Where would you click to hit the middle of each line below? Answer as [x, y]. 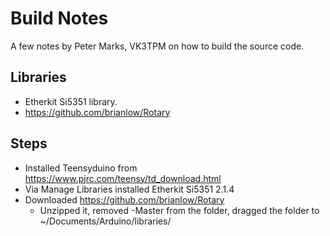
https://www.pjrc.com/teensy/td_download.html [123, 178]
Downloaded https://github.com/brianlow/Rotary [124, 199]
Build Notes [59, 18]
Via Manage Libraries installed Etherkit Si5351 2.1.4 [129, 189]
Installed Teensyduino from [81, 168]
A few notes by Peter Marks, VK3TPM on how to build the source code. [157, 46]
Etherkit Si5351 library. [71, 101]
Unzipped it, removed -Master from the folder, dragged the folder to [179, 210]
